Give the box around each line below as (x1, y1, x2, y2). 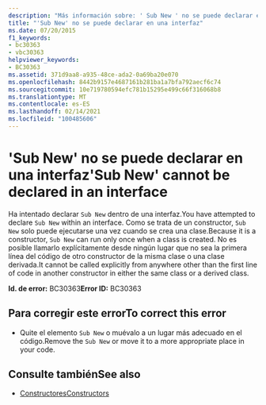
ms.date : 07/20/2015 (8, 26, 77, 34)
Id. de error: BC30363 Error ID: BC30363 (8, 283, 142, 293)
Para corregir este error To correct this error (8, 307, 227, 320)
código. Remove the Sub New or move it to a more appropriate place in (19, 336, 245, 345)
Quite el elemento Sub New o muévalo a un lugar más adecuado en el (19, 327, 243, 337)
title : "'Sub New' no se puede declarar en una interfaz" (8, 19, 203, 27)
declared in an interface (8, 183, 168, 201)
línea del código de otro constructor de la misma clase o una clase (8, 251, 225, 260)
